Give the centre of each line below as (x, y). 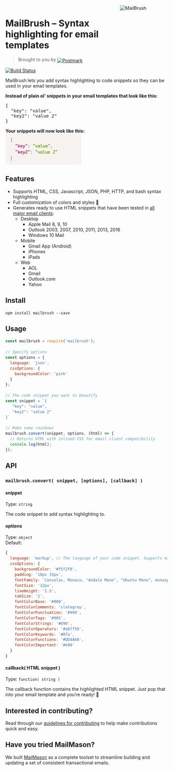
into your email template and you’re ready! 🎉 (52, 695)
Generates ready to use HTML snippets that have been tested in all (84, 207)
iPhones (37, 251)
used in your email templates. (37, 86)
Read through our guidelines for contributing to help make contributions (81, 723)
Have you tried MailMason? (50, 745)
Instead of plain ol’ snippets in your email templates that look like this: (82, 96)
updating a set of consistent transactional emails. (57, 763)
